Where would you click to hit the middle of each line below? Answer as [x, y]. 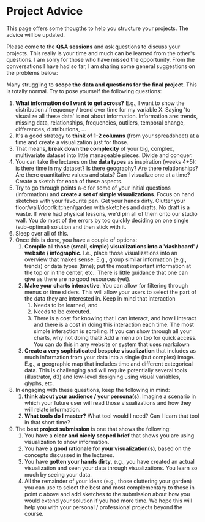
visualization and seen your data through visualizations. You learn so [111, 468]
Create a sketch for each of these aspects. [69, 181]
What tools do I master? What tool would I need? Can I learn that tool [112, 416]
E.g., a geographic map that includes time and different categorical [108, 364]
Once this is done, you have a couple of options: [76, 240]
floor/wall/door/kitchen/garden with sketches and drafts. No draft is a [102, 207]
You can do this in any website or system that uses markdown [111, 344]
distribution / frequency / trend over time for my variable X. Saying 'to [103, 109]
